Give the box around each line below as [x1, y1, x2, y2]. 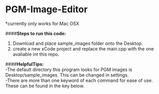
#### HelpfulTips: [5, 61, 44, 67]
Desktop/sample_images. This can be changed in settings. [5, 72, 129, 78]
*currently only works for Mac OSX [5, 20, 79, 27]
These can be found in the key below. [5, 83, 85, 89]
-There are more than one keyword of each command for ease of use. [5, 77, 153, 83]
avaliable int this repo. [12, 51, 59, 57]
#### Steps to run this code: [5, 30, 66, 36]
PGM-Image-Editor [5, 4, 88, 15]
